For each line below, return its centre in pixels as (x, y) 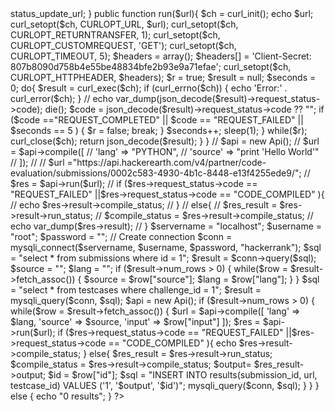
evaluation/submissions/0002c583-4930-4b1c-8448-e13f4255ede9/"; (156, 173)
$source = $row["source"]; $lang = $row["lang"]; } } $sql (201, 279)
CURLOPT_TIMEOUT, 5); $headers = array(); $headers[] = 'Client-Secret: (161, 56)
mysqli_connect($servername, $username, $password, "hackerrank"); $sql (166, 247)
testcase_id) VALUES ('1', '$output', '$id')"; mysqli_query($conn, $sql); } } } (165, 385)
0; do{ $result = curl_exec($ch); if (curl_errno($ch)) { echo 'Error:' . (149, 88)
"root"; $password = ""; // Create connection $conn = (121, 236)
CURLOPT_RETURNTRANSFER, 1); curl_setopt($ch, (115, 35)
